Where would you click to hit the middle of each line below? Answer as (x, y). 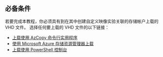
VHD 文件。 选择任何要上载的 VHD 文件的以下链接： (57, 27)
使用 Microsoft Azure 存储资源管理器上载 (53, 43)
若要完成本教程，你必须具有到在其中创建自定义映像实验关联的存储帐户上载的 (82, 21)
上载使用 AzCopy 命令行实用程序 (45, 37)
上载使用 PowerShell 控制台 (39, 49)
